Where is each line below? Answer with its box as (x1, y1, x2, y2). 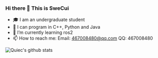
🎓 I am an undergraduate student (12, 16, 85, 23)
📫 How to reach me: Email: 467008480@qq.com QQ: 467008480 (12, 35, 153, 42)
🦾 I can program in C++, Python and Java (12, 24, 101, 30)
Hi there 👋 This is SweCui (5, 5, 69, 12)
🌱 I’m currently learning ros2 (12, 29, 73, 35)
